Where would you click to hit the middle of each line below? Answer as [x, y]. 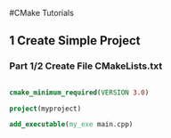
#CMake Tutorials [41, 13]
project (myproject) [45, 109]
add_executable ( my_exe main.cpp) [71, 125]
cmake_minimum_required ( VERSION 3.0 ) [79, 93]
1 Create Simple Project [75, 41]
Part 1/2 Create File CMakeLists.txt [86, 66]
